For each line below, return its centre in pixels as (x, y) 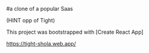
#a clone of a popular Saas (40, 9)
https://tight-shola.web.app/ (41, 44)
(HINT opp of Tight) (31, 20)
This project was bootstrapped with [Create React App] (75, 32)
